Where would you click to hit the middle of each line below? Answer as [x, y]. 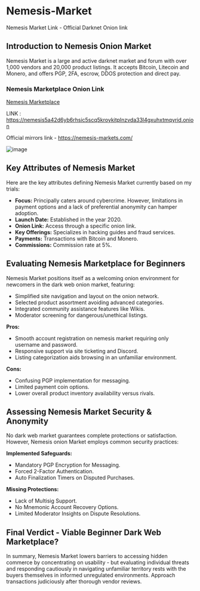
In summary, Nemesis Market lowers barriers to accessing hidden [87, 556]
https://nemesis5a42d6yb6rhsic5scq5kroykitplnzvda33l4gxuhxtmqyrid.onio [100, 120]
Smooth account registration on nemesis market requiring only [92, 338]
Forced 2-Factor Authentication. [54, 471]
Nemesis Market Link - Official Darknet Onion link [67, 27]
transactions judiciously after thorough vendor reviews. [74, 581]
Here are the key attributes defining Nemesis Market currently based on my [99, 182]
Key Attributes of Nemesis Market [71, 168]
